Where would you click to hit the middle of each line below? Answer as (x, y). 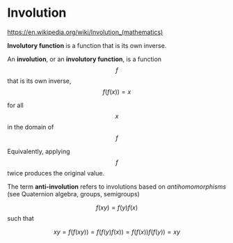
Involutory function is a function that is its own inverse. (87, 45)
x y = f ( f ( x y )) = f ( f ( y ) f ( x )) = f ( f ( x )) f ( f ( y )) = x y (117, 232)
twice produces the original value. (56, 173)
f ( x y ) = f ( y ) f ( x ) (117, 207)
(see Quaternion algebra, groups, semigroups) (74, 194)
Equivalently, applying (39, 151)
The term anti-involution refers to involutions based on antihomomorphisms (117, 187)
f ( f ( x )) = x (117, 91)
